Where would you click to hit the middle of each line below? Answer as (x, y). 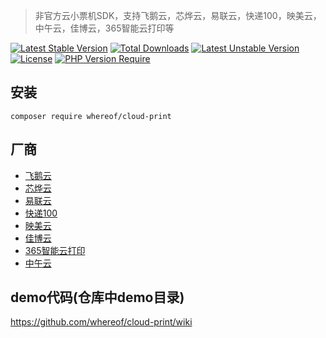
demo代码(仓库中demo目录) (97, 297)
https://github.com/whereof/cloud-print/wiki (101, 322)
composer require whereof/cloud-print (91, 116)
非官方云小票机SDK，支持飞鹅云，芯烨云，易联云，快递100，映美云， (178, 15)
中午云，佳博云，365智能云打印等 (104, 28)
